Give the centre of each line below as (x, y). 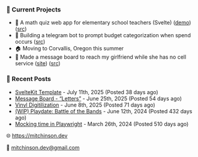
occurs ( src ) (30, 42)
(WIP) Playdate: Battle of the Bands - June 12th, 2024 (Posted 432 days (103, 111)
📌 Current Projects (34, 10)
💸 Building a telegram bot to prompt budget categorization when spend (103, 35)
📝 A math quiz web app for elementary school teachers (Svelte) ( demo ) (103, 23)
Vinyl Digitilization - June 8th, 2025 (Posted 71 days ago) (85, 105)
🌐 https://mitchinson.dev (37, 135)
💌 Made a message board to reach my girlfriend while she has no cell (100, 57)
